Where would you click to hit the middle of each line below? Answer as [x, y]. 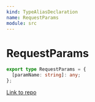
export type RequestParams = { [46, 70]
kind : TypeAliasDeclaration [42, 12]
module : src [21, 23]
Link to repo [21, 92]
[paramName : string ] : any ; [46, 75]
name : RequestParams [33, 18]
